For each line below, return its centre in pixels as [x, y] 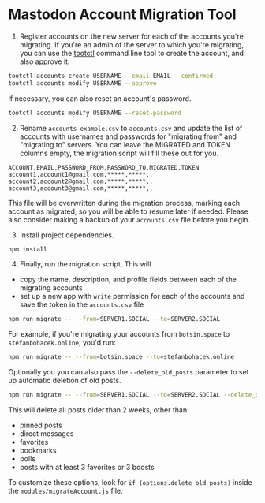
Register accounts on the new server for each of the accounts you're [132, 36]
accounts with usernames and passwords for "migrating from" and [128, 136]
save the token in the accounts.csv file [82, 304]
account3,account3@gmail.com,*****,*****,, [81, 188]
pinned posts [41, 425]
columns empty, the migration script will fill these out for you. [119, 153]
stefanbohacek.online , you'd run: [62, 343]
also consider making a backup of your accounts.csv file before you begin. [129, 219]
